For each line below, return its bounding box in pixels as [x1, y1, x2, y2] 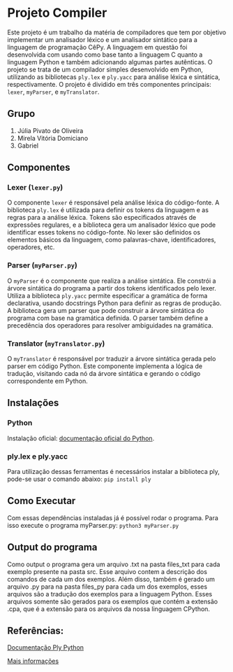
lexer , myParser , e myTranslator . [7, 87, 100, 96]
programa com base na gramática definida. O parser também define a [7, 314, 209, 322]
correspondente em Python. [7, 377, 89, 386]
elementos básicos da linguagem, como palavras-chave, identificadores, [7, 236, 216, 244]
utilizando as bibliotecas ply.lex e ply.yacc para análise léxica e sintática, [7, 72, 220, 81]
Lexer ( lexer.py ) [7, 183, 63, 192]
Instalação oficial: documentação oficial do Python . [7, 434, 155, 442]
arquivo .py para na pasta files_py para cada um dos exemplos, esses [7, 582, 208, 591]
